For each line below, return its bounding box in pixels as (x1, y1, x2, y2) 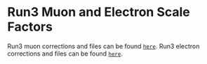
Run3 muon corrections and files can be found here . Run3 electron (7, 42, 200, 50)
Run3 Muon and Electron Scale (7, 4, 191, 20)
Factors (7, 19, 53, 35)
